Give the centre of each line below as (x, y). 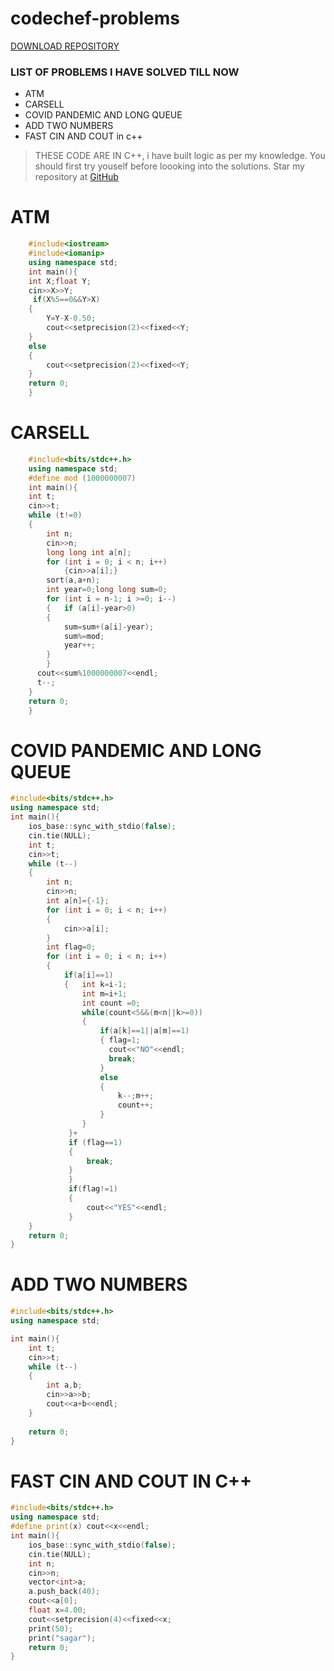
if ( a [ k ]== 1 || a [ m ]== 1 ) (144, 1031)
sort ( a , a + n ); (73, 580)
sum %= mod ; (84, 636)
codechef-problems (95, 18)
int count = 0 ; (111, 1003)
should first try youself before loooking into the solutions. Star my (169, 166)
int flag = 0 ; (71, 947)
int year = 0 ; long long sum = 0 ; (107, 590)
